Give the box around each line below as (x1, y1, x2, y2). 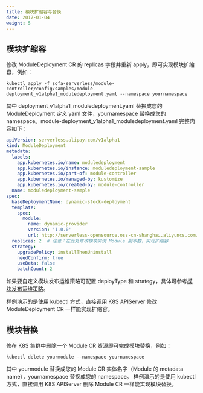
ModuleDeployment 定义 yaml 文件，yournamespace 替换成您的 (6, 110, 166, 118)
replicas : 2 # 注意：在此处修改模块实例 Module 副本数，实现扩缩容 (11, 237, 169, 244)
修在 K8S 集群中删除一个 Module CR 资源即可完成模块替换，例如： (6, 342, 172, 349)
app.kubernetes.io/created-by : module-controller (17, 182, 145, 188)
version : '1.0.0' (28, 227, 71, 233)
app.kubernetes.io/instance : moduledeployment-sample (17, 165, 155, 171)
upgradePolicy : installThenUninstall (17, 249, 112, 255)
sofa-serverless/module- (52, 81, 115, 87)
